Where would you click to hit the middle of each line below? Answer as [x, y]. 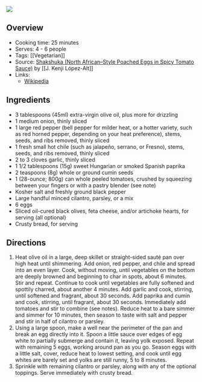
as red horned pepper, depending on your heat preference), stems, [98, 134]
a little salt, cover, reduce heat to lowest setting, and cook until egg [98, 354]
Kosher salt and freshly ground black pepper [71, 192]
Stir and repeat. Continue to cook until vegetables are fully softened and [104, 283]
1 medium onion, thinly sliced [51, 121]
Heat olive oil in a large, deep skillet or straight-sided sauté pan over [100, 257]
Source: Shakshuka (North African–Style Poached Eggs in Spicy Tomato [104, 62]
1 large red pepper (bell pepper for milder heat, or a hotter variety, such [103, 128]
